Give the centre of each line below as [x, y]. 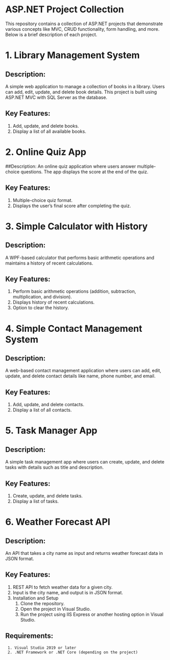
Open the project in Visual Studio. [56, 609]
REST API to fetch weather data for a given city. [63, 587]
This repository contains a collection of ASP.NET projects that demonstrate [84, 24]
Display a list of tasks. [36, 501]
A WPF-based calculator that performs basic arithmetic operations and [80, 257]
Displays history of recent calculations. [54, 302]
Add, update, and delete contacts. [48, 405]
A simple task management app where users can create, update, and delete [85, 462]
